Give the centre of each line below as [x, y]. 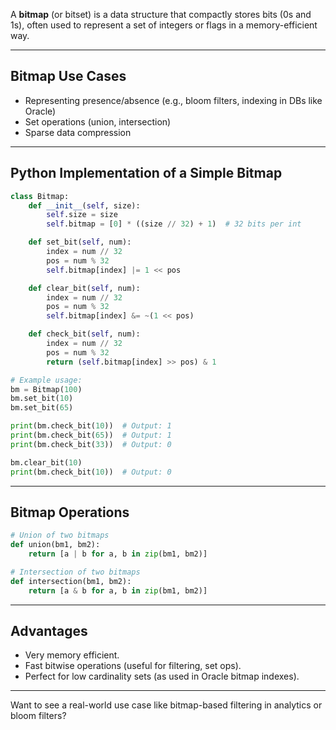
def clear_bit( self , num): [84, 288]
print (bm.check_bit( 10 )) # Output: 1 [91, 426]
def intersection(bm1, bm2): [71, 581]
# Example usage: [46, 380]
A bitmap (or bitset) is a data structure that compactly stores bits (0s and [161, 14]
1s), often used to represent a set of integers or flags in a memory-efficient [164, 25]
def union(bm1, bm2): [55, 545]
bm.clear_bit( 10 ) [46, 462]
